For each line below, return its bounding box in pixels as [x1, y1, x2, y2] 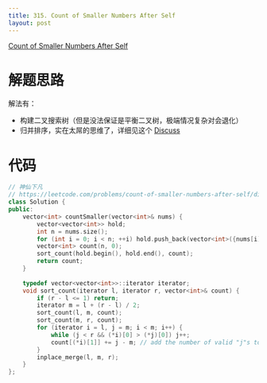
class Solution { [8, 198, 66, 207]
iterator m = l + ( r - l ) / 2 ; [37, 301, 141, 310]
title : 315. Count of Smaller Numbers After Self [8, 11, 176, 20]
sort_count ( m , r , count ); [37, 316, 123, 324]
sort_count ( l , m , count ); [37, 309, 123, 317]
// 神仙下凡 [8, 184, 44, 191]
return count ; [37, 257, 83, 265]
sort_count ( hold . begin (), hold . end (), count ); [37, 250, 194, 258]
